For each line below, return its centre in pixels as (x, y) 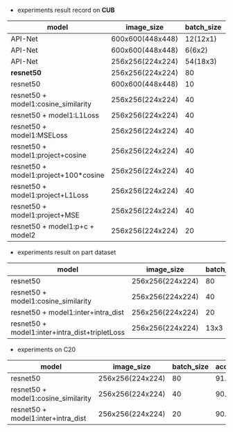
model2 (23, 235)
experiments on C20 (46, 349)
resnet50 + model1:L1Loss (55, 115)
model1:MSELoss (39, 135)
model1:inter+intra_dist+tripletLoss (68, 332)
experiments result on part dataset (67, 252)
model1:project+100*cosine (58, 175)
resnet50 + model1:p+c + (53, 226)
